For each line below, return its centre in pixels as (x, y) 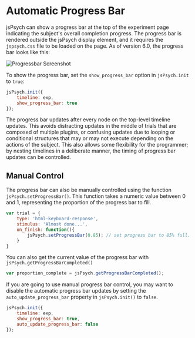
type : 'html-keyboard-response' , (58, 219)
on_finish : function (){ (46, 230)
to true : (15, 81)
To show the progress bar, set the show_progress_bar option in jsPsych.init (97, 75)
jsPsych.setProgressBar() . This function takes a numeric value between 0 (96, 196)
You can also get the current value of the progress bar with (78, 257)
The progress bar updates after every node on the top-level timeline (88, 120)
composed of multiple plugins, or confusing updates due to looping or (91, 132)
